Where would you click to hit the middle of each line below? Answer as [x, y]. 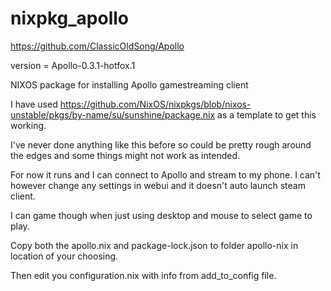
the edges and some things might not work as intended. [125, 155]
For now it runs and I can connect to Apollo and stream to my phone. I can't [165, 174]
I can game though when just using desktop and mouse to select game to [161, 215]
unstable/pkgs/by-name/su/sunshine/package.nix [113, 114]
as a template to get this [267, 114]
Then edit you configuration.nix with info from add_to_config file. [143, 275]
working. [28, 125]
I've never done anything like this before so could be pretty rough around [161, 144]
